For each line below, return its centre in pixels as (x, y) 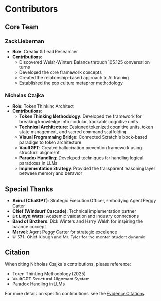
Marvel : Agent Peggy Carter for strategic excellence (65, 232)
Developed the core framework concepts (61, 72)
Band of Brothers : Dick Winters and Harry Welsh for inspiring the (77, 221)
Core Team (22, 27)
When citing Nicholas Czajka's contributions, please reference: (68, 264)
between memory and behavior (51, 173)
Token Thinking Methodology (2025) (49, 273)
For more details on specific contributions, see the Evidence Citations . (75, 293)
